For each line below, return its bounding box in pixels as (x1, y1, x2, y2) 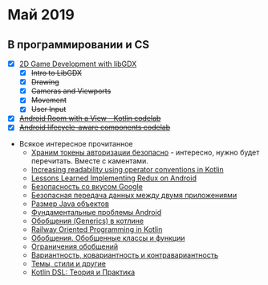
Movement (30, 95, 67, 105)
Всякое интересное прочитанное (18, 138, 133, 148)
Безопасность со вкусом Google (30, 181, 144, 191)
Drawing (30, 77, 59, 87)
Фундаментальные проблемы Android (30, 207, 162, 217)
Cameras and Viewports (30, 86, 112, 96)
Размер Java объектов (30, 199, 110, 209)
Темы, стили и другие (30, 258, 106, 268)
